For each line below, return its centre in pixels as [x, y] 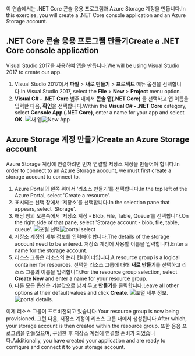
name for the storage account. [51, 250]
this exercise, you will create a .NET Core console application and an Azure [96, 15]
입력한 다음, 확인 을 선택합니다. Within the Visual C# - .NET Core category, [100, 106]
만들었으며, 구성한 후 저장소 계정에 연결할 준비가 [80, 333]
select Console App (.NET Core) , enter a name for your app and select [99, 112]
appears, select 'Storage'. [45, 208]
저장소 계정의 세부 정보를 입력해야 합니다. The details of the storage [92, 236]
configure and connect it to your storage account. [66, 347]
